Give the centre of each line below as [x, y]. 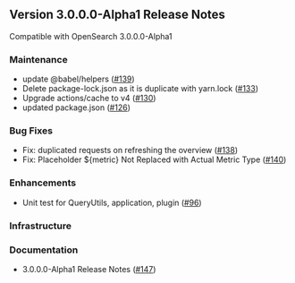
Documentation [44, 250]
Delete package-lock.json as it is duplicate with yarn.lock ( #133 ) [140, 89]
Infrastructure [41, 226]
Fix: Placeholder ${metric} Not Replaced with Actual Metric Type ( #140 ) [154, 159]
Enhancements [43, 183]
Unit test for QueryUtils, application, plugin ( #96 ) [112, 202]
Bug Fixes [31, 131]
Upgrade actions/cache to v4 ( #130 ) [89, 99]
